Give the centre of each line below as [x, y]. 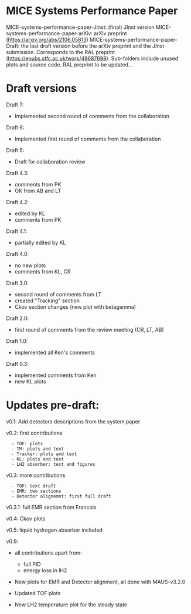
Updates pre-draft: [53, 406]
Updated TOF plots [37, 593]
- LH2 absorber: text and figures [53, 464]
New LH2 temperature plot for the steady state [71, 605]
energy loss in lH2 [45, 570]
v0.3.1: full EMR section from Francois [51, 507]
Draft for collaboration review [50, 161]
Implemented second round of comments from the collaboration [92, 116]
